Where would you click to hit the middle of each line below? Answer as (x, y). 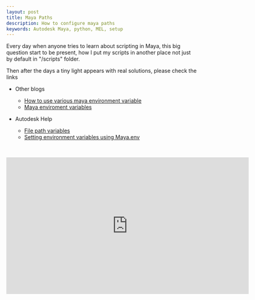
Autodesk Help (34, 119)
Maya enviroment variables (58, 107)
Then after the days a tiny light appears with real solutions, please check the (101, 71)
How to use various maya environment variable (83, 101)
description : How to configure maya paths (61, 23)
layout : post (23, 12)
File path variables (47, 131)
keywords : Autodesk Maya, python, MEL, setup (65, 29)
